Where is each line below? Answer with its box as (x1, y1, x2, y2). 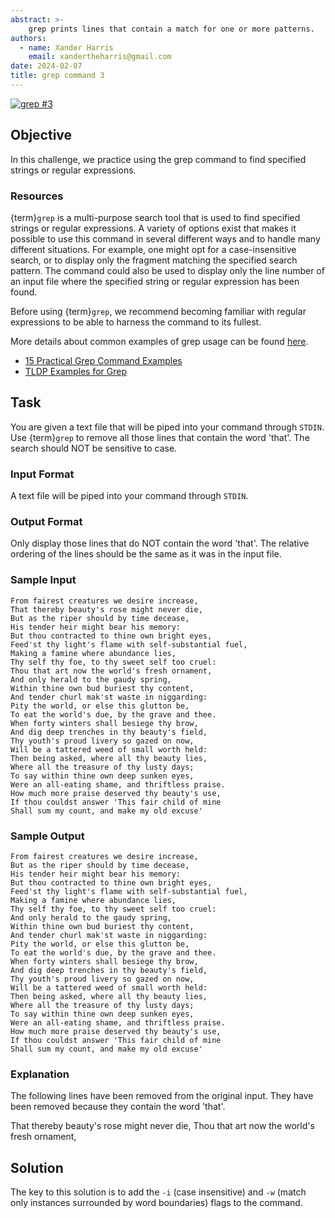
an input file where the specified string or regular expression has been (10, 275, 300, 287)
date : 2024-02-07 (10, 61, 83, 71)
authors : (10, 33, 47, 43)
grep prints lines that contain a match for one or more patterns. (28, 24, 315, 34)
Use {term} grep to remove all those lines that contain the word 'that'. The (10, 431, 310, 443)
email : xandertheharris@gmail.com (28, 52, 172, 62)
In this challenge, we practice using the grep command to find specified (10, 153, 307, 165)
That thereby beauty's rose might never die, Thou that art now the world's (10, 1120, 315, 1132)
